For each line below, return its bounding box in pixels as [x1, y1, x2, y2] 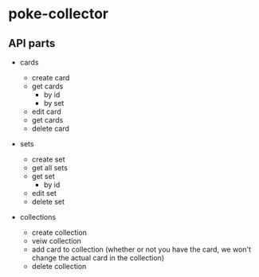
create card [31, 73, 70, 82]
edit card [31, 107, 61, 116]
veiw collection [31, 236, 82, 245]
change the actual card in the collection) [31, 253, 165, 263]
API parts [8, 37, 56, 50]
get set [31, 172, 55, 181]
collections [19, 213, 57, 221]
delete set [31, 197, 65, 206]
